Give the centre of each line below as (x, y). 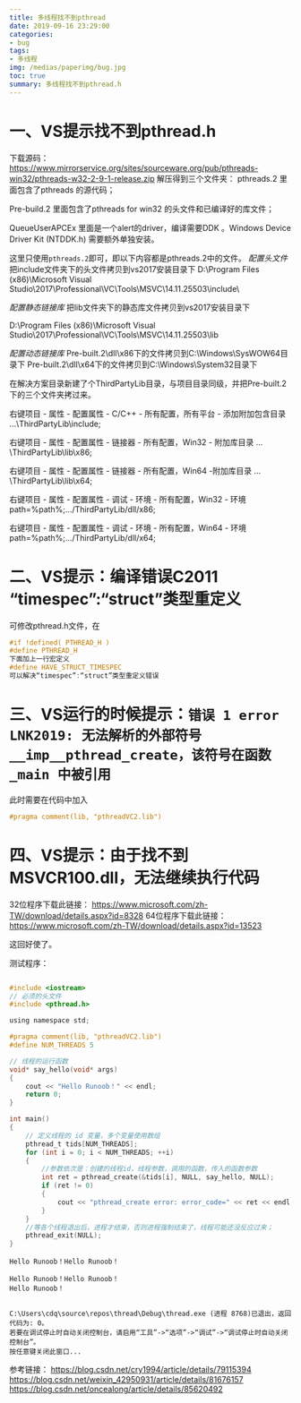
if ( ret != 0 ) (68, 1186)
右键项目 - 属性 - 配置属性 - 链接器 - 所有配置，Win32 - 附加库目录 (132, 442)
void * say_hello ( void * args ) (64, 1069)
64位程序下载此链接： (186, 915)
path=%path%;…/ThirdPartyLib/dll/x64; (83, 537)
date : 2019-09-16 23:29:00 (60, 26)
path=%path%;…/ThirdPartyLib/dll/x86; (82, 509)
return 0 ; (44, 1095)
